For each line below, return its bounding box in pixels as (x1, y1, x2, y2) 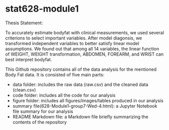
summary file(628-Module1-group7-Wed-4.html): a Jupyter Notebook (12, 103, 157, 109)
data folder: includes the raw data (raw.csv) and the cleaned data (12, 81, 148, 88)
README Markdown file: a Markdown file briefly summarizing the (12, 113, 149, 119)
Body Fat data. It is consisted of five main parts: (5, 71, 104, 77)
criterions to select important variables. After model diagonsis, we (5, 35, 142, 41)
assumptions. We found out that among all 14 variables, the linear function (5, 46, 159, 52)
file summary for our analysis (12, 108, 73, 114)
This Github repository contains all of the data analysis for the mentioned (5, 66, 157, 72)
